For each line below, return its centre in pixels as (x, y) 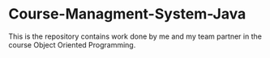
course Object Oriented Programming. (72, 44)
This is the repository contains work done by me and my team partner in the (135, 36)
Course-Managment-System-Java (127, 14)
